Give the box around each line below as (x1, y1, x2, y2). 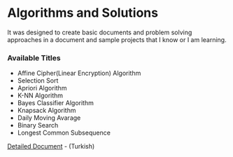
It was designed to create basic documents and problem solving (7, 28, 192, 36)
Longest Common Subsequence (17, 128, 111, 137)
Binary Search (17, 121, 59, 130)
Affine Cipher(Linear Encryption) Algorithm (17, 69, 141, 78)
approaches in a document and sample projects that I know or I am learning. (7, 35, 227, 43)
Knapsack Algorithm (17, 107, 76, 115)
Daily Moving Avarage (17, 114, 81, 122)
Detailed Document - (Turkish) (7, 142, 95, 151)
